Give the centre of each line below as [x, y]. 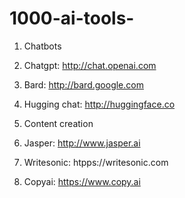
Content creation [58, 123]
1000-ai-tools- [72, 18]
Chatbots [42, 46]
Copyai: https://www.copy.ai [82, 181]
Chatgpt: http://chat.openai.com [90, 65]
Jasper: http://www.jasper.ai [82, 143]
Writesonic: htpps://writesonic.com [96, 162]
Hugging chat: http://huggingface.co [99, 104]
